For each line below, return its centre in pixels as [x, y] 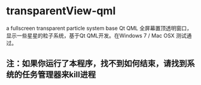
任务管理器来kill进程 [59, 75]
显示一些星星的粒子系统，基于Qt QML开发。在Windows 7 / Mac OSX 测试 [96, 35]
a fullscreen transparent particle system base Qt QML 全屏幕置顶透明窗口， [99, 28]
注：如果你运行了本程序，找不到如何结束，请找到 [97, 64]
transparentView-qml [61, 11]
